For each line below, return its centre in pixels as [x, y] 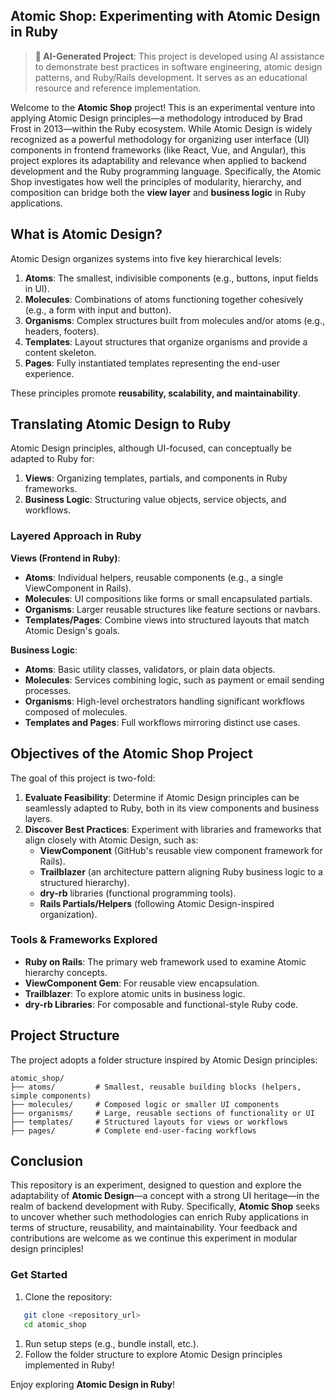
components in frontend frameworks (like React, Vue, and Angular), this [158, 150]
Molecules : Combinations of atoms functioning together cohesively [164, 299]
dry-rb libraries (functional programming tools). [138, 893]
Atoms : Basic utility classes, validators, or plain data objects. [150, 669]
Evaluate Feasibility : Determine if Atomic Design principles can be [162, 797]
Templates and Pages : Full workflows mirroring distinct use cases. [162, 722]
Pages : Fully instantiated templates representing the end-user [152, 363]
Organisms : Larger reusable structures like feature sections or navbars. [172, 609]
